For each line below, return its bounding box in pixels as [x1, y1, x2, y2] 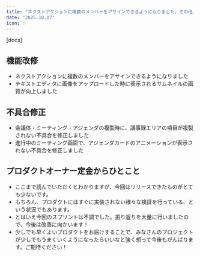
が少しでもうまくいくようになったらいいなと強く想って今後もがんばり [14, 236, 189, 243]
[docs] [6, 37, 23, 44]
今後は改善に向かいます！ [25, 220, 89, 228]
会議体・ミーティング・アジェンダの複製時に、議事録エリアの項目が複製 [14, 124, 193, 131]
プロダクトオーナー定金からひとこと [6, 166, 141, 176]
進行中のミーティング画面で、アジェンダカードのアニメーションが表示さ [14, 139, 193, 146]
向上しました [25, 88, 58, 95]
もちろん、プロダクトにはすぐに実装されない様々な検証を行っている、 [14, 198, 189, 205]
